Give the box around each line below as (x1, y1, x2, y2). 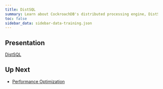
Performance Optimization (12, 78, 65, 84)
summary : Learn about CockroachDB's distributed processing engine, (5, 12, 147, 17)
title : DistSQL (5, 7, 36, 12)
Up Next (5, 66, 30, 74)
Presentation (5, 38, 45, 47)
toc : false (5, 16, 27, 21)
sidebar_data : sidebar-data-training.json (5, 20, 92, 26)
